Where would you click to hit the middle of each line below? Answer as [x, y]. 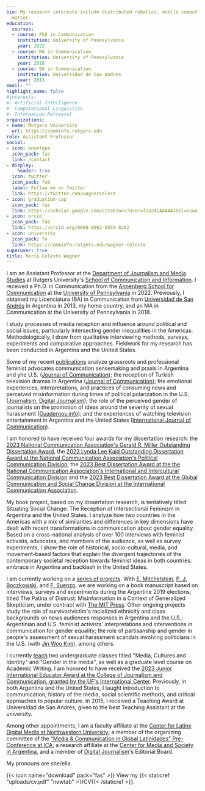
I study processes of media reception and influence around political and [97, 324]
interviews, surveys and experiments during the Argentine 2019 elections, [99, 592]
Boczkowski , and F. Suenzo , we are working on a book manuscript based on [102, 585]
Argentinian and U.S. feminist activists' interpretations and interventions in [99, 624]
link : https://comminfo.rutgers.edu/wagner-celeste [79, 245]
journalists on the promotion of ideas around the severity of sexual [90, 407]
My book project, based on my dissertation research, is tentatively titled [96, 502]
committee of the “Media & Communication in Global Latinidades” [89, 739]
